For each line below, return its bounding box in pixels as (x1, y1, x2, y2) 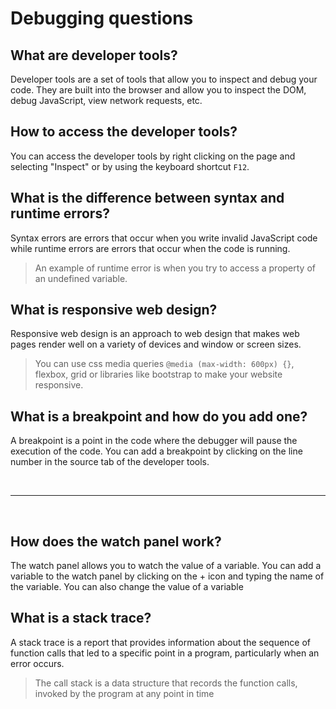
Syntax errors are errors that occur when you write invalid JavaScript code (10, 232, 318, 244)
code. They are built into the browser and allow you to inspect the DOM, (10, 84, 307, 96)
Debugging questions (10, 7, 194, 30)
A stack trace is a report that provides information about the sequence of (10, 636, 312, 648)
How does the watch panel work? (10, 533, 222, 550)
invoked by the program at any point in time (34, 687, 215, 699)
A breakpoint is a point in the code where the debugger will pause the (10, 435, 298, 447)
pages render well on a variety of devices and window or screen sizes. (10, 338, 302, 351)
